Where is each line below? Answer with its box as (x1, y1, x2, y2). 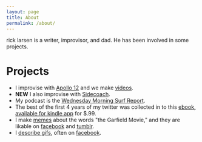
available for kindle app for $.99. (15, 110, 96, 117)
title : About (6, 15, 39, 21)
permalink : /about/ (6, 20, 56, 26)
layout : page (6, 8, 39, 15)
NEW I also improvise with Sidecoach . (15, 91, 110, 98)
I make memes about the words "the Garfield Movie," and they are (15, 116, 181, 124)
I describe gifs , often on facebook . (15, 129, 101, 137)
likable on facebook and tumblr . (15, 123, 94, 130)
